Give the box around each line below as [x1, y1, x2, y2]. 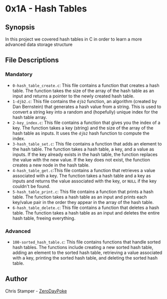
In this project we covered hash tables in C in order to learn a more [5, 36, 142, 42]
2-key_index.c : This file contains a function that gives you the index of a [12, 119, 161, 125]
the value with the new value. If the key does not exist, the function [12, 156, 151, 162]
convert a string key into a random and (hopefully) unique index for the [12, 108, 158, 115]
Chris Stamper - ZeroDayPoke [5, 288, 67, 294]
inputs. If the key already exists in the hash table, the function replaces [12, 151, 158, 157]
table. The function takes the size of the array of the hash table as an [12, 87, 155, 93]
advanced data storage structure [5, 41, 73, 47]
